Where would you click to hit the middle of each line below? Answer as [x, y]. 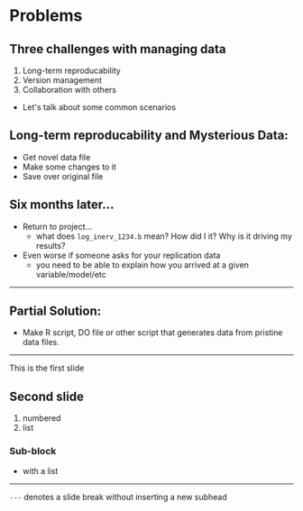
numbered [41, 418]
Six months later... [62, 205]
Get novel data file [56, 157]
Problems [46, 16]
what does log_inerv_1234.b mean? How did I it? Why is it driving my [164, 236]
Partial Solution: [55, 311]
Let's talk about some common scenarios [99, 107]
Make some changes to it [69, 167]
